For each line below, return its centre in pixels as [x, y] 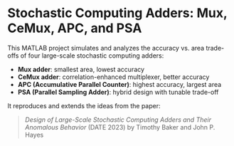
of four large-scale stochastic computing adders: [92, 56]
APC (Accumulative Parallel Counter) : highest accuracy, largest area [119, 84]
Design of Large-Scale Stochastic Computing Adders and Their [118, 120]
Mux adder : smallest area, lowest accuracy [81, 69]
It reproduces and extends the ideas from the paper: [84, 105]
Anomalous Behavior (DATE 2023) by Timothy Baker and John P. [120, 127]
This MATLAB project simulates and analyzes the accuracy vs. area [106, 48]
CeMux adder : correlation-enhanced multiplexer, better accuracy [113, 77]
